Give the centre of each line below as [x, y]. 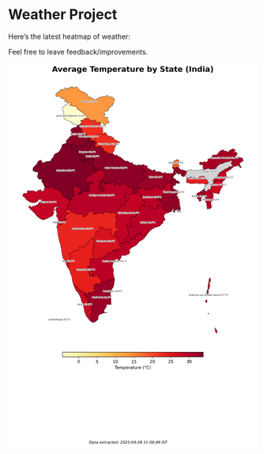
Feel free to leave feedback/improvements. [78, 51]
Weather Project [63, 15]
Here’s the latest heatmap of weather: [69, 36]
